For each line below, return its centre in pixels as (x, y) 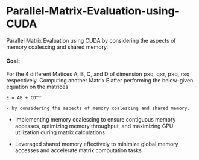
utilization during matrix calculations (60, 132)
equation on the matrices (37, 87)
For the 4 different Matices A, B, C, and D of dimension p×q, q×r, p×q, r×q (98, 74)
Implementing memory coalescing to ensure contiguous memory (95, 120)
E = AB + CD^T (24, 98)
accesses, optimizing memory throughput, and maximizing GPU (94, 126)
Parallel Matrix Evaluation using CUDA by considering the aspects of (91, 40)
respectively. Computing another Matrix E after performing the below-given (100, 81)
